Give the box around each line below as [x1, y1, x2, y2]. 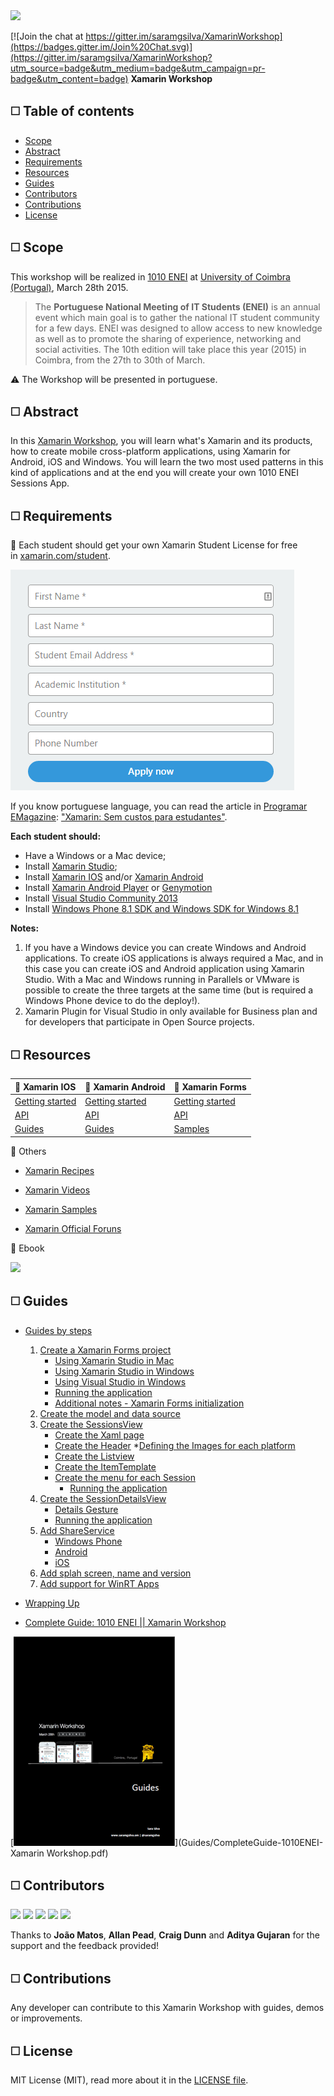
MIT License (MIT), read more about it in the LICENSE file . [10, 2074, 249, 2086]
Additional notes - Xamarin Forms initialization [54, 1397, 245, 1409]
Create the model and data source [39, 1407, 182, 1419]
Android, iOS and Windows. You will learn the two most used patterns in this [10, 456, 324, 468]
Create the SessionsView [39, 1418, 143, 1430]
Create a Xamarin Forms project [39, 1344, 172, 1356]
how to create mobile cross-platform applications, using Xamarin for [10, 445, 291, 458]
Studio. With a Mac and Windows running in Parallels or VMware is [24, 974, 300, 986]
